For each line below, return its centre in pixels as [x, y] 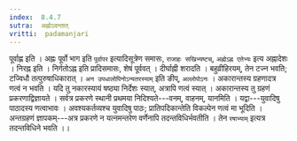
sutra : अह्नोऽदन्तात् [39, 26]
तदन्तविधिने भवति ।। [40, 128]
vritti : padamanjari [49, 33]
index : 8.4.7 [35, 17]
